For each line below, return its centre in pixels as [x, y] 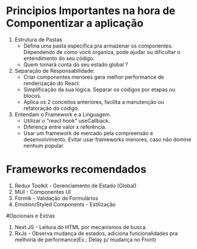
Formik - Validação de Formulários [56, 198]
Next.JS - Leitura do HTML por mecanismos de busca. [81, 227]
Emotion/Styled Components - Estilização [65, 204]
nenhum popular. [44, 146]
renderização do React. [52, 83]
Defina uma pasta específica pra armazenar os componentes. [98, 46]
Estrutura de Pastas [39, 39]
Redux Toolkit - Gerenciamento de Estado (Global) [76, 186]
